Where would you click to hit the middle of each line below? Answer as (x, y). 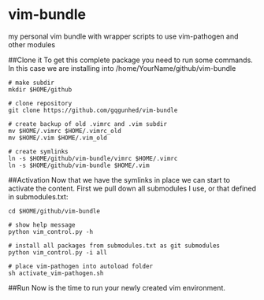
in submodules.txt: (38, 196)
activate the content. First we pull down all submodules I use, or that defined (132, 188)
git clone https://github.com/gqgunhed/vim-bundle (93, 110)
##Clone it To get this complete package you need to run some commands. (131, 60)
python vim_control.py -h (50, 231)
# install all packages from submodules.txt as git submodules (114, 246)
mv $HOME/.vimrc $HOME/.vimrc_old (65, 131)
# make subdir (32, 83)
